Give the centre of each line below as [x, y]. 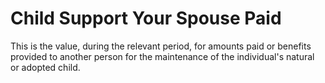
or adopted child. [45, 67]
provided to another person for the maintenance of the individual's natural [162, 56]
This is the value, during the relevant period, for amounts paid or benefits [161, 46]
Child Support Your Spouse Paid [146, 18]
